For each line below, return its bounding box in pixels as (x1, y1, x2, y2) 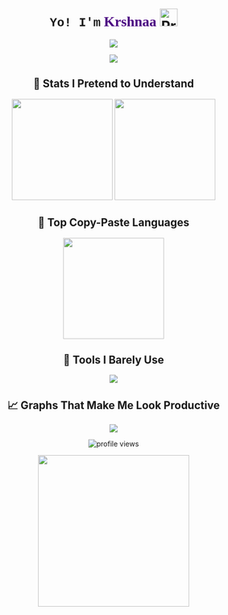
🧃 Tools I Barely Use (63, 352, 164, 367)
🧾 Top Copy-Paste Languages (37, 216, 190, 230)
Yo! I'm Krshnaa (49, 13, 157, 31)
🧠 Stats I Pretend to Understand (33, 77, 194, 91)
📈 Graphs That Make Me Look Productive (7, 398, 220, 412)
